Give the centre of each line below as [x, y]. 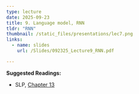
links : [14, 40]
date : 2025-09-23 [28, 17]
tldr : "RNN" [21, 28]
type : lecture [24, 12]
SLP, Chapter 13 [35, 84]
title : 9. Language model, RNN [45, 23]
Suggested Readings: [34, 73]
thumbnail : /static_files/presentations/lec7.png [70, 34]
